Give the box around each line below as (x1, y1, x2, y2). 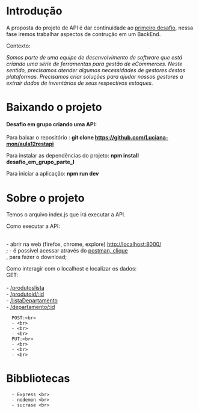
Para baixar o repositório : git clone (6, 134, 94, 141)
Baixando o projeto (6, 100, 102, 114)
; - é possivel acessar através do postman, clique (6, 247, 128, 254)
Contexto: (6, 42, 31, 49)
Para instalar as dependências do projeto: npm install (6, 152, 139, 159)
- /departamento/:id (6, 304, 55, 311)
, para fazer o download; (6, 254, 67, 261)
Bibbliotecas (6, 372, 70, 385)
